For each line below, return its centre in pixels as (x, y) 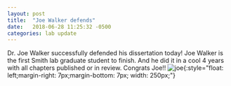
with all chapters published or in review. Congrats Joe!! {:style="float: (115, 68)
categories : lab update (42, 33)
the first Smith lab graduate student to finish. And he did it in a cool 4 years (116, 61)
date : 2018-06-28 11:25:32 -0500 (59, 27)
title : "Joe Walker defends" (52, 20)
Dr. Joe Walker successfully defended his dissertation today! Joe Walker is (115, 53)
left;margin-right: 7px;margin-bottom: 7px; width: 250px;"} (91, 76)
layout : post (26, 14)
